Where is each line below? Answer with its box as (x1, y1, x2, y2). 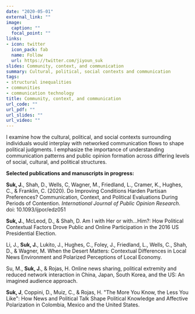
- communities (6, 85, 41, 91)
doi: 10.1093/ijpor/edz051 (6, 206, 66, 213)
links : (6, 36, 22, 42)
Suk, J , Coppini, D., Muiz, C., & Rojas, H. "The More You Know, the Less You (6, 289, 189, 296)
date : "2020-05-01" (6, 8, 54, 15)
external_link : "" (6, 14, 51, 20)
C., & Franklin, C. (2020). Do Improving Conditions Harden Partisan (6, 187, 167, 194)
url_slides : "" (6, 112, 43, 118)
